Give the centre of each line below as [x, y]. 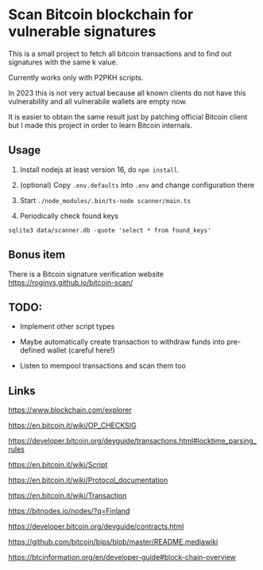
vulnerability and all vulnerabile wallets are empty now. [98, 101]
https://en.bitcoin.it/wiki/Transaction [68, 496]
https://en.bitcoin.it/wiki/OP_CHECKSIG [72, 426]
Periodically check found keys [69, 216]
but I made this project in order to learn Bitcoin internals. [101, 125]
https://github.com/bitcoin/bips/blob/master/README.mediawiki [113, 542]
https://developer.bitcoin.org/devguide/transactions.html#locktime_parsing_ [132, 441]
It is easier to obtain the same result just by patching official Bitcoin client [128, 116]
